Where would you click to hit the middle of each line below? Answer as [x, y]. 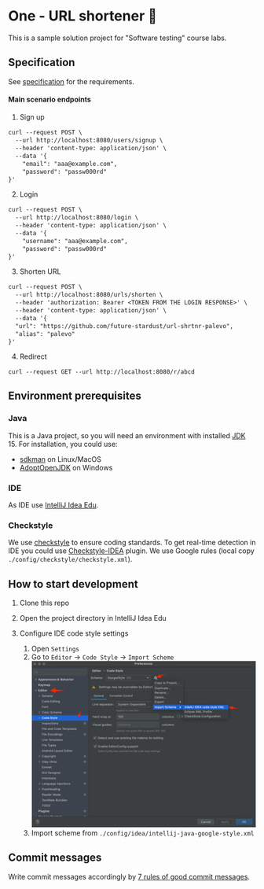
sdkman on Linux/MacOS [60, 459]
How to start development [73, 584]
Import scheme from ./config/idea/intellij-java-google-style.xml [143, 832]
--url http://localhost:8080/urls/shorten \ [89, 294]
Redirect [33, 356]
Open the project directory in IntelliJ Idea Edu [93, 618]
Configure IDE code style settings [74, 633]
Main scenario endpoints [50, 100]
